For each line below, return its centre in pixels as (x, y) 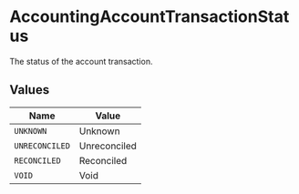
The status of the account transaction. (81, 61)
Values (30, 90)
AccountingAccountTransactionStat (149, 17)
